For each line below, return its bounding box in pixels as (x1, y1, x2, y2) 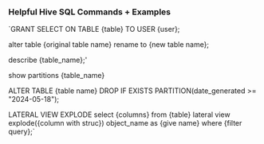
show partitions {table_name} (8, 71, 105, 80)
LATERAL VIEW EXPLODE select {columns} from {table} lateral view (8, 110, 231, 119)
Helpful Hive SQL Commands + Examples (8, 6, 171, 18)
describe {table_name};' (8, 55, 88, 65)
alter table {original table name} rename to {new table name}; (8, 40, 210, 49)
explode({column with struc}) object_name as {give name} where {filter (8, 119, 242, 128)
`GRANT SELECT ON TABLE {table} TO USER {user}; (8, 25, 180, 34)
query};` (8, 126, 36, 137)
